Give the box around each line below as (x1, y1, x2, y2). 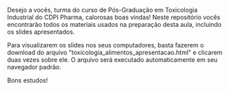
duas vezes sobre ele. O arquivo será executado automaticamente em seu (7, 56, 218, 64)
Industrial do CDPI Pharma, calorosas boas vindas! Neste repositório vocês (7, 13, 221, 21)
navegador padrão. (7, 63, 62, 71)
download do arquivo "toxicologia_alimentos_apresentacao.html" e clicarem (7, 48, 223, 56)
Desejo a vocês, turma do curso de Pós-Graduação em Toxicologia (7, 6, 198, 14)
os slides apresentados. (7, 27, 75, 36)
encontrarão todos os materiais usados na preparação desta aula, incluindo (7, 21, 222, 28)
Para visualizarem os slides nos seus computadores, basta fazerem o (7, 41, 204, 49)
